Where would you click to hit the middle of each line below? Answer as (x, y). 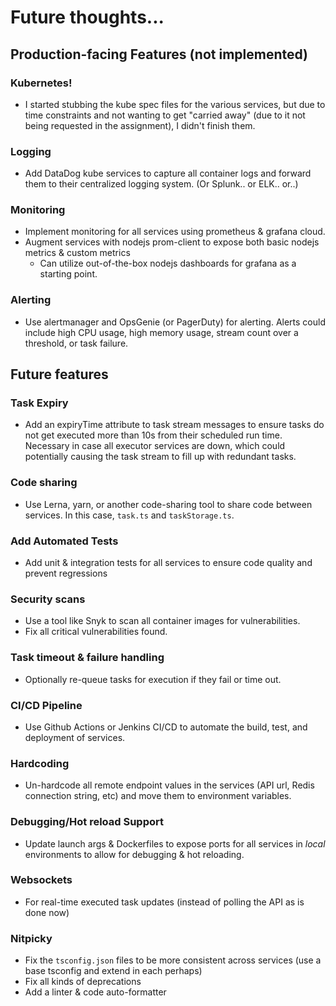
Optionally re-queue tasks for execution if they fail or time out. (153, 679)
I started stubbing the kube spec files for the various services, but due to (175, 104)
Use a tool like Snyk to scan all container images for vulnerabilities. (162, 621)
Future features (59, 374)
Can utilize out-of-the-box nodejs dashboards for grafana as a (168, 263)
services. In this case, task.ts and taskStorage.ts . (129, 515)
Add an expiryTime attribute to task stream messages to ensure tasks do (174, 425)
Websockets (41, 880)
